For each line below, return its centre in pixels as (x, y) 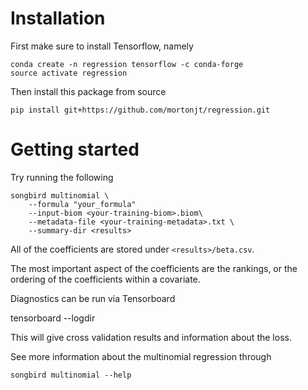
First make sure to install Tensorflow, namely (102, 46)
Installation (58, 18)
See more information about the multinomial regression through (141, 356)
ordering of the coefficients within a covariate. (105, 279)
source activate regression (69, 73)
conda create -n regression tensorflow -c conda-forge (127, 64)
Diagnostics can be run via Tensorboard (93, 298)
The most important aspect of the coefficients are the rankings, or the (154, 268)
